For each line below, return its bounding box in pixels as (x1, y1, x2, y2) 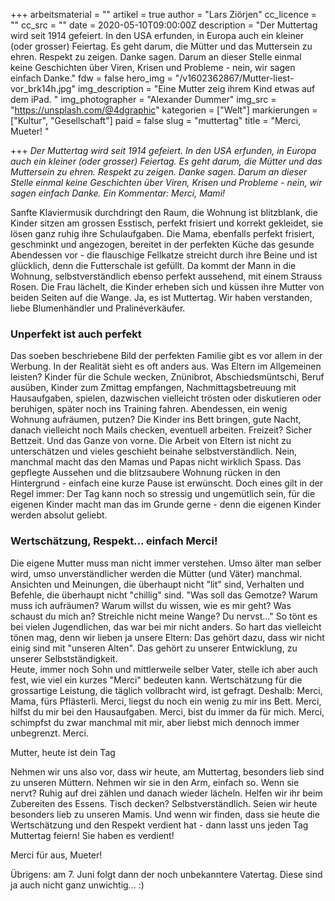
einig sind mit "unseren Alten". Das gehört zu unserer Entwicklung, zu (10, 642, 298, 654)
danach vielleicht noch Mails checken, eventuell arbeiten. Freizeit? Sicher (10, 424, 313, 436)
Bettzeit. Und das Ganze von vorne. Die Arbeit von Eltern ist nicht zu (10, 435, 292, 447)
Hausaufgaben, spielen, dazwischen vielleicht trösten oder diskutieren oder (10, 392, 322, 404)
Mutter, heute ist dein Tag (10, 746, 116, 758)
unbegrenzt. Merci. (10, 727, 89, 739)
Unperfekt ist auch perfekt (10, 327, 142, 341)
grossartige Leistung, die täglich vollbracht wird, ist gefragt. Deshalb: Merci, (10, 684, 323, 696)
